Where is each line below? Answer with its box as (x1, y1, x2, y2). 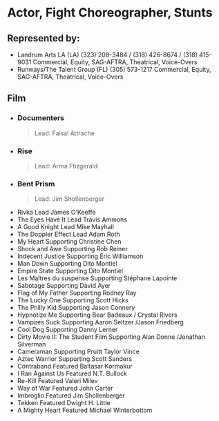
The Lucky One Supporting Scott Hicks (17, 296, 129, 304)
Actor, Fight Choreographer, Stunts (7, 5, 213, 21)
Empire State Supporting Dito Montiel (17, 267, 123, 275)
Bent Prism (17, 179, 55, 188)
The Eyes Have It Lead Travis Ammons (17, 215, 128, 224)
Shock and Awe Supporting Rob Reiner (17, 245, 128, 253)
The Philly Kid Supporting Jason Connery (17, 304, 135, 312)
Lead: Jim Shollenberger (34, 195, 105, 203)
